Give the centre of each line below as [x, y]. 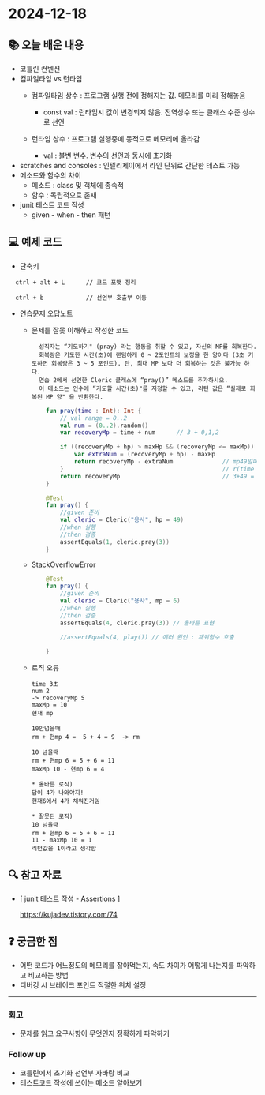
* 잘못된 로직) [52, 817]
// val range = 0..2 [93, 418]
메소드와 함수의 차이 [50, 175]
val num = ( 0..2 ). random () [104, 426]
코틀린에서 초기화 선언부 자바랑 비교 [75, 1072]
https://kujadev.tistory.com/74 [69, 915]
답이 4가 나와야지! [58, 793]
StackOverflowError [63, 564]
